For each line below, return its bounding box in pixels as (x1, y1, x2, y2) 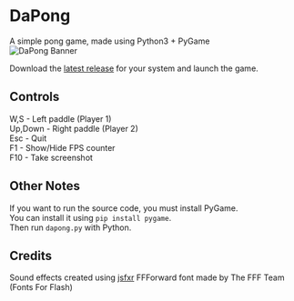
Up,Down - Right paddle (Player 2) (9, 123, 139, 134)
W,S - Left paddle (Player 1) (9, 113, 112, 124)
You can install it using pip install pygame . (9, 212, 172, 223)
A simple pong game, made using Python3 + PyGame (9, 35, 210, 46)
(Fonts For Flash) (9, 282, 73, 293)
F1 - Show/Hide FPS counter (9, 142, 116, 153)
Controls (9, 89, 60, 105)
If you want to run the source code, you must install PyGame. (9, 202, 238, 214)
